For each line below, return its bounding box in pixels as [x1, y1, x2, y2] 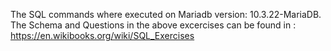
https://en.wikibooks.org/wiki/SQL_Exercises [10, 30, 195, 41]
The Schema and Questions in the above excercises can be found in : [10, 19, 297, 31]
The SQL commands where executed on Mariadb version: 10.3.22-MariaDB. [10, 9, 322, 20]
